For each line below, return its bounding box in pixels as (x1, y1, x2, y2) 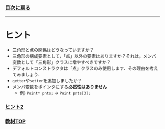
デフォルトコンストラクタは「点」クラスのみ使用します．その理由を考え (12, 65, 159, 71)
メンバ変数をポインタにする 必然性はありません (12, 84, 107, 90)
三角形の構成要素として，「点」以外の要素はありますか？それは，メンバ (12, 53, 156, 59)
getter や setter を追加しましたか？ (12, 78, 82, 84)
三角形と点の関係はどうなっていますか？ (12, 47, 94, 53)
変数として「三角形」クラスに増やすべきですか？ (12, 59, 111, 65)
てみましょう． (12, 71, 43, 77)
